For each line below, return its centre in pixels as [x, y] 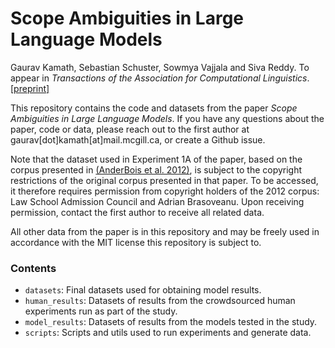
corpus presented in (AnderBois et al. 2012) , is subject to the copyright [156, 169]
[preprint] [30, 88]
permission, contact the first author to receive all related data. [137, 212]
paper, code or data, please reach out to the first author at [130, 129]
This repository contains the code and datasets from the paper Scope [154, 108]
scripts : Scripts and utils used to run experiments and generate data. [168, 333]
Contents [33, 268]
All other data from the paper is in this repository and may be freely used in [165, 231]
